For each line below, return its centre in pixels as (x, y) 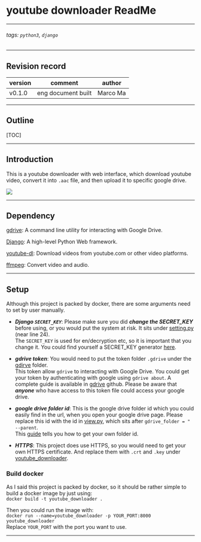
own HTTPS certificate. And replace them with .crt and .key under (98, 452)
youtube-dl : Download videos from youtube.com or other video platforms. (97, 253)
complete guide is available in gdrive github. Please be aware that (96, 384)
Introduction (30, 159)
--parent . (27, 428)
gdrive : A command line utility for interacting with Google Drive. (84, 230)
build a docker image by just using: (49, 493)
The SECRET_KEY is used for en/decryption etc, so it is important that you (103, 341)
